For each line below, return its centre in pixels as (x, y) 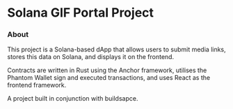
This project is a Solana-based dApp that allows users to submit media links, (116, 49)
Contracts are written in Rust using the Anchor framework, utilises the (107, 70)
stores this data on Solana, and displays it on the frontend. (91, 57)
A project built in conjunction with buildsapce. (73, 99)
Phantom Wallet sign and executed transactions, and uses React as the (109, 78)
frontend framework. (37, 85)
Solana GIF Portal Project (81, 13)
